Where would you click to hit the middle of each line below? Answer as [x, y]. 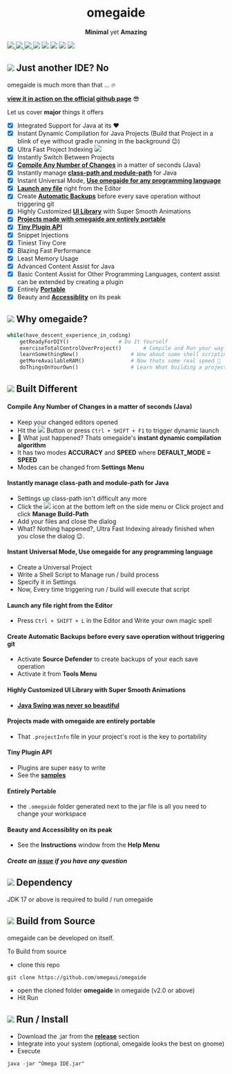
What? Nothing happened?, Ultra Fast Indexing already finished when [116, 529]
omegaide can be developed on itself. [61, 937]
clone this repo [38, 965]
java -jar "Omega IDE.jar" [46, 1064]
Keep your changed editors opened [68, 422]
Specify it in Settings [47, 582]
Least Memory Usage [48, 258]
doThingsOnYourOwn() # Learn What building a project [123, 368]
